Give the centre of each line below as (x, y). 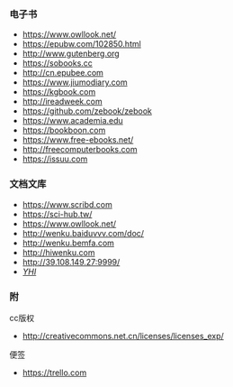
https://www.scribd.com (67, 204)
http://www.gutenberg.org (71, 54)
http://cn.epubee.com (63, 73)
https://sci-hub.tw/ (57, 214)
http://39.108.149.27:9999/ (71, 262)
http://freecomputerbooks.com (80, 150)
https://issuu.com (55, 159)
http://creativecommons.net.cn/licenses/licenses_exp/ (123, 336)
